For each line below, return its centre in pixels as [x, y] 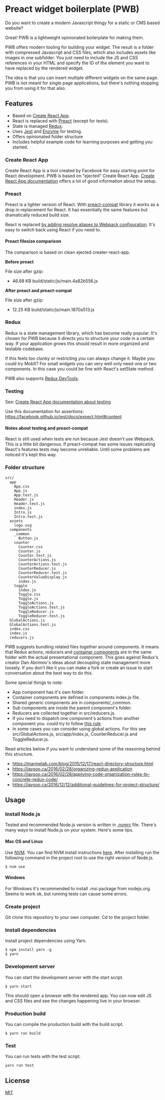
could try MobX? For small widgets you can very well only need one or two [81, 363]
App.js [21, 491]
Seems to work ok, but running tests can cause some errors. [66, 894]
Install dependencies [31, 930]
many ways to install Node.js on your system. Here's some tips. [69, 830]
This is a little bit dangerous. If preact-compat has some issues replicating [80, 444]
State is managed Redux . [37, 126]
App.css [22, 486]
